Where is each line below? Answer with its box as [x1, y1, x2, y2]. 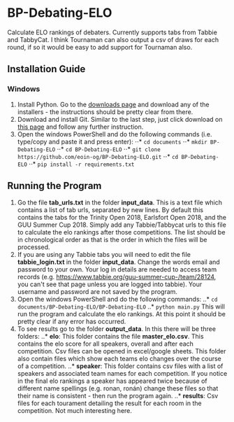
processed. [17, 243, 50, 251]
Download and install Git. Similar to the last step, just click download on [17, 115, 223, 123]
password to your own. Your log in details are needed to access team [17, 265, 217, 274]
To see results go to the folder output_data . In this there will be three [17, 325, 217, 333]
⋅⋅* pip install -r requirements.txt [29, 160, 135, 168]
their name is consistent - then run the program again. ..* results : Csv [17, 392, 219, 400]
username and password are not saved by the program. [17, 288, 178, 296]
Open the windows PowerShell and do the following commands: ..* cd [17, 295, 218, 304]
